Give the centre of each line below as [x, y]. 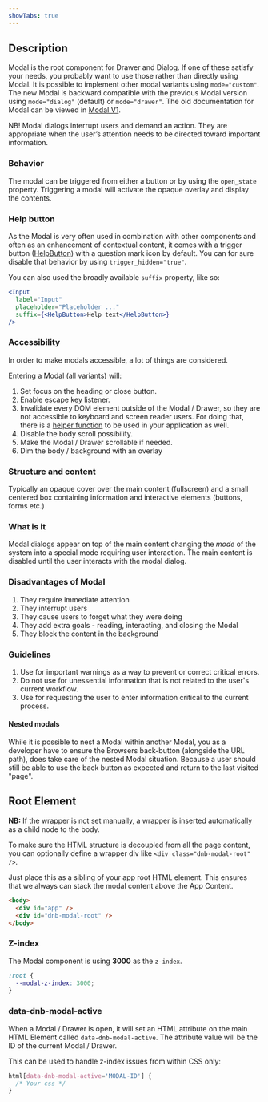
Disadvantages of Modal [57, 582]
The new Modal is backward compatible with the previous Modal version [128, 93]
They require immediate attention [74, 599]
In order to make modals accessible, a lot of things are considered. [118, 360]
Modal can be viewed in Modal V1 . [65, 110]
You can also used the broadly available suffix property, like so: [114, 278]
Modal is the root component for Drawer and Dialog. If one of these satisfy [131, 67]
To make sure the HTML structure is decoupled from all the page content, [129, 845]
